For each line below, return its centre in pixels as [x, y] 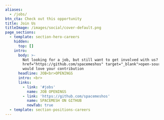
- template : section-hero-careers [44, 37]
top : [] [26, 46]
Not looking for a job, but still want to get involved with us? [91, 60]
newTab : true [40, 105]
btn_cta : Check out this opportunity [43, 19]
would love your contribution [53, 69]
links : [25, 82]
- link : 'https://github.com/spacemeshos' [66, 96]
